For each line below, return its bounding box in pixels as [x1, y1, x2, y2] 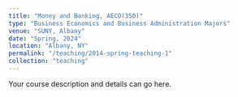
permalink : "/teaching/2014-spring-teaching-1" [8, 49, 173, 57]
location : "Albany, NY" [8, 42, 89, 50]
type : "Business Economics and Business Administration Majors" [8, 19, 231, 27]
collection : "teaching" [8, 57, 89, 65]
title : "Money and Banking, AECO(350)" [8, 11, 144, 20]
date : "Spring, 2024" [8, 34, 82, 43]
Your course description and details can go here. [8, 78, 172, 89]
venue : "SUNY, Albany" [8, 27, 85, 35]
